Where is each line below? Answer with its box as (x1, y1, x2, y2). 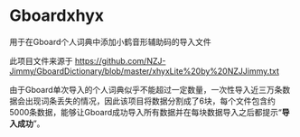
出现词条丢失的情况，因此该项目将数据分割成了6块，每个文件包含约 (24, 96, 276, 106)
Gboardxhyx (9, 5, 105, 26)
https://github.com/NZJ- (74, 55, 166, 66)
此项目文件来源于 (9, 55, 73, 66)
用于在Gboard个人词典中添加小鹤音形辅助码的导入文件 (9, 36, 212, 47)
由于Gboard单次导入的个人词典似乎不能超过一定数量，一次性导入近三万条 (9, 84, 283, 95)
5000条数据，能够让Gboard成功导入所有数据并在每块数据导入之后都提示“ (9, 106, 282, 117)
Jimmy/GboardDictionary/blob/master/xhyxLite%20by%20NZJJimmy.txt (9, 65, 280, 77)
